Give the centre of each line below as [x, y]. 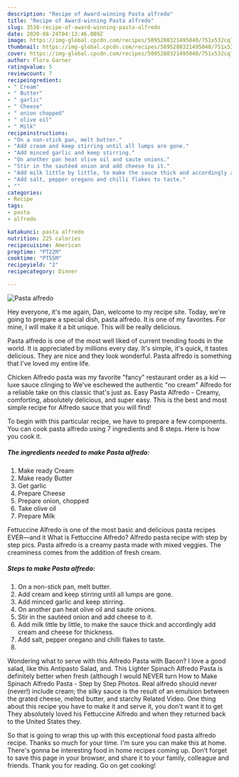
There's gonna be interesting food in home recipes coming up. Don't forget [117, 750]
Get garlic [32, 485]
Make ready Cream [46, 470]
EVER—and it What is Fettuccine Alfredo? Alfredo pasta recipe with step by [117, 537]
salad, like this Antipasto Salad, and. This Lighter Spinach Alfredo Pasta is [115, 668]
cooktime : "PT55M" [34, 258]
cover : [17, 54]
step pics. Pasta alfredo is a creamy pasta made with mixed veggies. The [115, 544]
